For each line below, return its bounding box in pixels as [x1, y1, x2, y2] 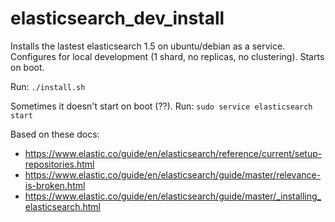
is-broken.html [24, 179, 86, 191]
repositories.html [24, 158, 95, 170]
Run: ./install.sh [10, 80, 86, 92]
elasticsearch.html [24, 200, 101, 212]
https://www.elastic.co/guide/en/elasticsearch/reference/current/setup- [24, 147, 323, 159]
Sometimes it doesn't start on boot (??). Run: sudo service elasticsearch [10, 100, 313, 112]
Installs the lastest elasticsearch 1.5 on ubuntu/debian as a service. [10, 40, 286, 52]
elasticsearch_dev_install [10, 7, 225, 30]
